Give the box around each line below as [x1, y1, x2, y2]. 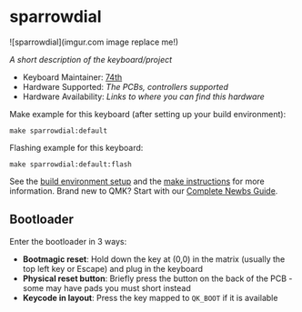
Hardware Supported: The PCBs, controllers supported [22, 81, 229, 92]
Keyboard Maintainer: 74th [22, 71, 123, 83]
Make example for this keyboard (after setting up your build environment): [9, 108, 287, 119]
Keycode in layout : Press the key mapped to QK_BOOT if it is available [22, 292, 278, 303]
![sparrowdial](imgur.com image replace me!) [9, 36, 179, 47]
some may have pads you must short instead [22, 282, 191, 293]
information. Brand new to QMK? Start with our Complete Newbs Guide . [9, 185, 278, 196]
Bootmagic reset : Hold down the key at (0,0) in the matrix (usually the [22, 253, 286, 265]
